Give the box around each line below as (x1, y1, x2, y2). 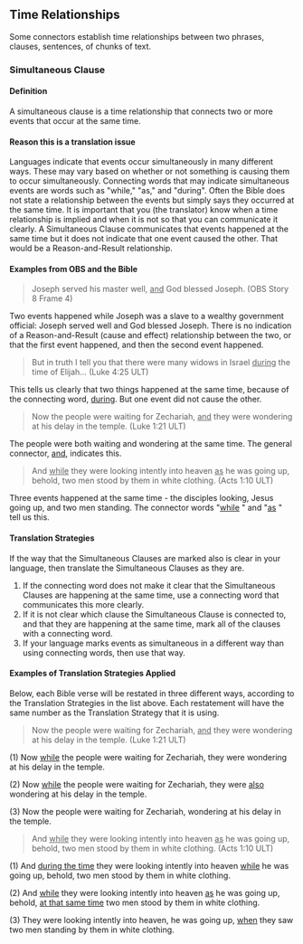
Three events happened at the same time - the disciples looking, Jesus (9, 493, 274, 504)
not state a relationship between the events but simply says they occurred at (9, 194, 295, 206)
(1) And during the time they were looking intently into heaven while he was (9, 860, 289, 871)
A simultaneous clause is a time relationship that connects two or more (9, 106, 273, 117)
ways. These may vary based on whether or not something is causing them (9, 166, 290, 177)
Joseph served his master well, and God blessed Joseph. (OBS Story (31, 284, 289, 295)
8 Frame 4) (31, 293, 73, 304)
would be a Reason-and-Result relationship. (9, 243, 174, 254)
